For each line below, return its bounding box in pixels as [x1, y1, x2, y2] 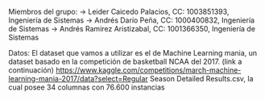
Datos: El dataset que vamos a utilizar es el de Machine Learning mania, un [8, 48, 258, 57]
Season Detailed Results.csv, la [149, 74, 254, 83]
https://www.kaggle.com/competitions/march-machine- [56, 65, 242, 75]
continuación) [8, 65, 55, 75]
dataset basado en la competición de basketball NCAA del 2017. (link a [8, 56, 242, 66]
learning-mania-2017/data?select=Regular [8, 74, 149, 83]
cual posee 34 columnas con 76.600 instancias [8, 82, 165, 92]
